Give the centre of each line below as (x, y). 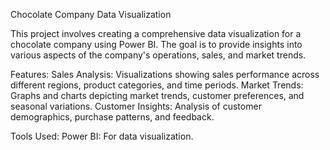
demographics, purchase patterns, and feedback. (112, 117)
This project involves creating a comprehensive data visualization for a (156, 33)
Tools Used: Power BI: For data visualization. (102, 136)
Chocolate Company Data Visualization (91, 14)
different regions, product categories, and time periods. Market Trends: (157, 85)
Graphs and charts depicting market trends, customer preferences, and (157, 95)
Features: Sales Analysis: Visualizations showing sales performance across (165, 74)
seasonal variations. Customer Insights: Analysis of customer (136, 106)
